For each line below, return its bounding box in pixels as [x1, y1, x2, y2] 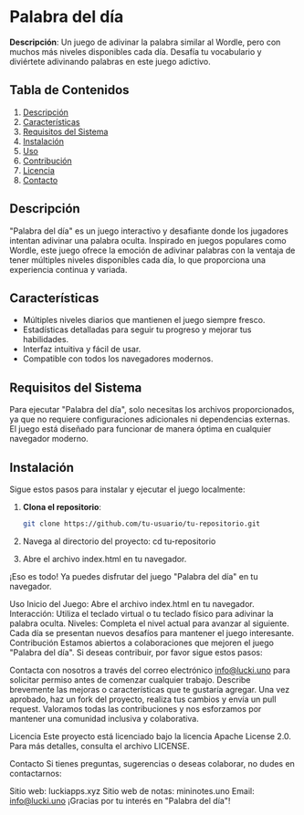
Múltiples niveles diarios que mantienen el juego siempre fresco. [22, 315, 266, 326]
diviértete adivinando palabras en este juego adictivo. [9, 56, 212, 67]
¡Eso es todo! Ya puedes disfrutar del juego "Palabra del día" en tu [9, 570, 258, 581]
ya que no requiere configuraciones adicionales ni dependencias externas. [9, 413, 290, 425]
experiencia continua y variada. [9, 264, 128, 275]
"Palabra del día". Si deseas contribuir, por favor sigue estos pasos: [9, 646, 263, 658]
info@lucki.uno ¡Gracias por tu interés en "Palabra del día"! [9, 795, 231, 806]
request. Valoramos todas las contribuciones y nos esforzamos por [9, 703, 262, 714]
